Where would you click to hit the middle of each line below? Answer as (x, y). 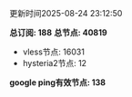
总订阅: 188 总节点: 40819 (58, 33)
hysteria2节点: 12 (55, 63)
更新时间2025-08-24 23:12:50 (66, 13)
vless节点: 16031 (53, 52)
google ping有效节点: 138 (58, 82)
